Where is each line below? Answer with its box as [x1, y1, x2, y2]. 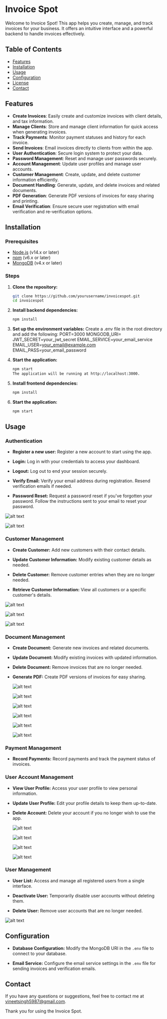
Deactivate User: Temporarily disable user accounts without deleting [12, 892, 155, 898]
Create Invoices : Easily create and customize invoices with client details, [12, 113, 163, 119]
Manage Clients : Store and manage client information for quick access [12, 124, 159, 130]
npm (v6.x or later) [12, 255, 51, 261]
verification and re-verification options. [12, 209, 93, 215]
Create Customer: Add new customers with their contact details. [12, 547, 146, 553]
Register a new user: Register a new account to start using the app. [12, 449, 152, 455]
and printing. [12, 198, 39, 204]
